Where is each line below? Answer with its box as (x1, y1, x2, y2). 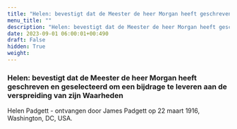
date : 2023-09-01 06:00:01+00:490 (7, 30, 109, 37)
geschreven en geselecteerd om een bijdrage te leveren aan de (7, 82, 227, 92)
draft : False (7, 37, 46, 44)
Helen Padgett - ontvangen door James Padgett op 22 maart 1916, (7, 106, 200, 115)
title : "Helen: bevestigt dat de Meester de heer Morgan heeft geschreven (7, 10, 232, 18)
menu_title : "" (7, 17, 52, 24)
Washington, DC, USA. (7, 114, 73, 123)
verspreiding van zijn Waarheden (7, 90, 123, 100)
